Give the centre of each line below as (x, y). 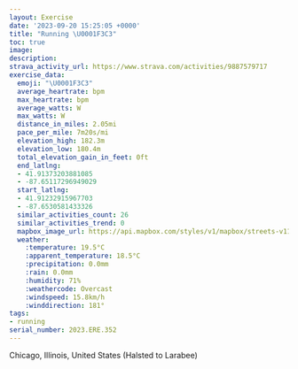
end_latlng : (39, 165)
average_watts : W (49, 108)
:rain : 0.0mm (49, 273)
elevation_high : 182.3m (61, 141)
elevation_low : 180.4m (59, 149)
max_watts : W (41, 116)
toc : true (27, 42)
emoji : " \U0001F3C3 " (55, 83)
